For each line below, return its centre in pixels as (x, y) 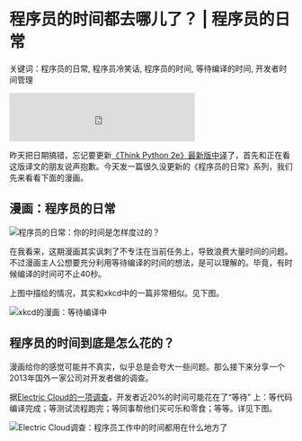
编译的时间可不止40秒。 (61, 274)
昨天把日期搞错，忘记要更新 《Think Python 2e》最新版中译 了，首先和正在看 (150, 155)
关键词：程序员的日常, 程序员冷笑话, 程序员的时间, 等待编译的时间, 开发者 (144, 68)
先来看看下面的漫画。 (49, 177)
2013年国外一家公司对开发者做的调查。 (81, 378)
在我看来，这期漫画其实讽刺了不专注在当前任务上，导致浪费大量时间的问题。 (151, 251)
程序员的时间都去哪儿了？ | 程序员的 (142, 19)
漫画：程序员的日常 (62, 209)
